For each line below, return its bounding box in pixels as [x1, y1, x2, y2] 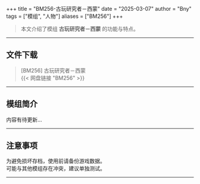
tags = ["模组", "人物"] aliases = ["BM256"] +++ [6, 13, 123, 20]
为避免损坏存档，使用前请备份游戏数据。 [6, 157, 105, 165]
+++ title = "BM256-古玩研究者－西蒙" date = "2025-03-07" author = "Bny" [6, 5, 192, 12]
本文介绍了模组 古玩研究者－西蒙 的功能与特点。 [20, 26, 139, 32]
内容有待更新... [6, 116, 43, 123]
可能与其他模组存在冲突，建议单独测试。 [6, 165, 105, 172]
